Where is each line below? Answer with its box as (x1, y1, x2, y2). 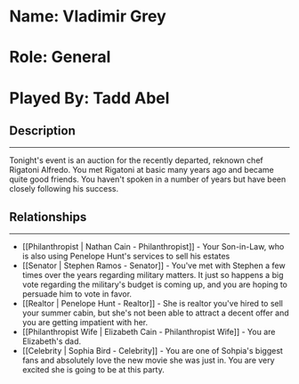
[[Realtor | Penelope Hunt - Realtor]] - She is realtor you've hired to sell (21, 298, 283, 309)
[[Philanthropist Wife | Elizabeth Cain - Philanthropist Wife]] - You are (21, 327, 276, 338)
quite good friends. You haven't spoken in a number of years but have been (9, 174, 287, 184)
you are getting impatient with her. (21, 317, 149, 328)
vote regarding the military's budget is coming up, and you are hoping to (21, 279, 287, 290)
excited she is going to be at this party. (21, 364, 165, 375)
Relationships (9, 209, 87, 225)
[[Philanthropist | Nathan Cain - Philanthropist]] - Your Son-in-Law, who (21, 241, 285, 252)
